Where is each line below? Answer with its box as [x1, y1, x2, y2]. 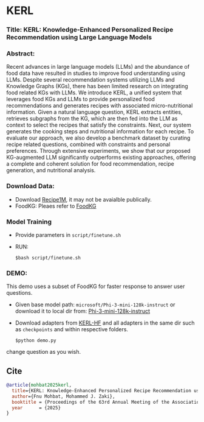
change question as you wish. [6, 348, 81, 356]
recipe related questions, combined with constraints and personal [6, 141, 171, 148]
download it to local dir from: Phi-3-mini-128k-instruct [15, 308, 151, 315]
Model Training [6, 217, 52, 226]
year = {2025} [12, 404, 61, 411]
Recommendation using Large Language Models [6, 33, 152, 41]
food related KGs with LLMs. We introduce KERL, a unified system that [6, 89, 182, 96]
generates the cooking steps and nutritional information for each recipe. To [6, 128, 194, 135]
